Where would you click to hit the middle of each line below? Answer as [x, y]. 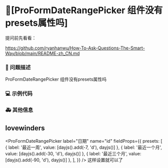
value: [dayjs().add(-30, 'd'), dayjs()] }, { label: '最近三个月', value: [73, 153]
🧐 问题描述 [18, 67]
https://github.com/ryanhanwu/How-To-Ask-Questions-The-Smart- [75, 48]
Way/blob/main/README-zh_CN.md [42, 53]
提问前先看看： [21, 38]
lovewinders [25, 128]
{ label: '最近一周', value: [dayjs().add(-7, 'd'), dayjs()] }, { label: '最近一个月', [84, 147]
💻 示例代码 [19, 94]
